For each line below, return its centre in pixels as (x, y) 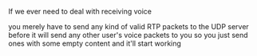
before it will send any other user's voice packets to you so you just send (128, 35)
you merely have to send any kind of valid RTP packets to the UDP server (128, 26)
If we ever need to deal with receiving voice (80, 11)
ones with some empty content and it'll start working (95, 43)
